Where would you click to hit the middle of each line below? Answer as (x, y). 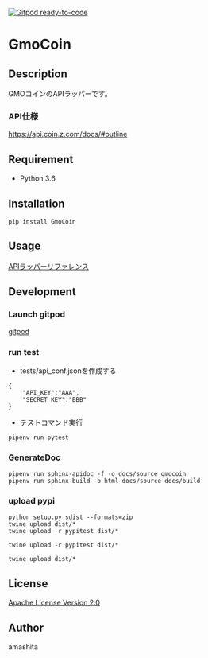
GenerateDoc (35, 457)
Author (26, 627)
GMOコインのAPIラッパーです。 (60, 94)
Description (38, 74)
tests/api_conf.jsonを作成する (68, 371)
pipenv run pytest (39, 438)
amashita (23, 646)
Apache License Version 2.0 (54, 603)
